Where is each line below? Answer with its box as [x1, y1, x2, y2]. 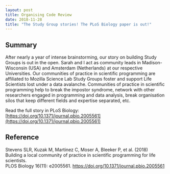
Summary [5, 40, 37, 49]
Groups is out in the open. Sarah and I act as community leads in [5, 60, 141, 66]
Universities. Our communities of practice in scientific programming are [5, 70, 156, 77]
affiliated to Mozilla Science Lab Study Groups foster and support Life [5, 76, 152, 82]
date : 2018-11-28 [5, 17, 42, 22]
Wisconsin [5, 65, 28, 71]
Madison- [142, 60, 162, 66]
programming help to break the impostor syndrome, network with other [5, 87, 155, 93]
